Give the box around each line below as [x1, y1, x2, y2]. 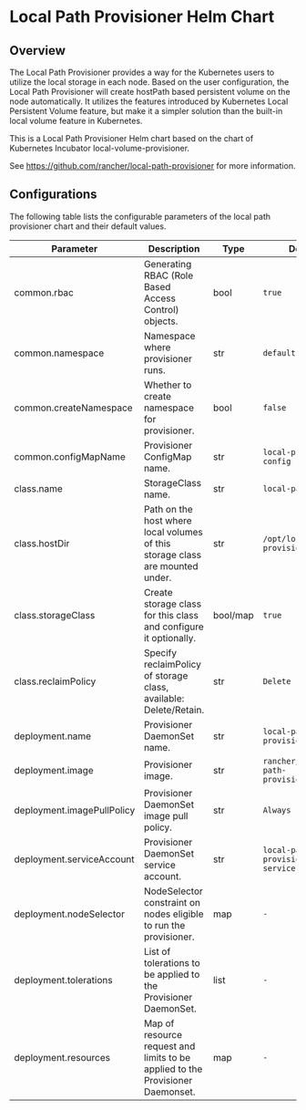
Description [148, 242, 200, 254]
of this [144, 536, 171, 549]
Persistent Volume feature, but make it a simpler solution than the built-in [9, 106, 283, 116]
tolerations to [144, 956, 200, 969]
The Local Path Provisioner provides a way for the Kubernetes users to [9, 67, 275, 78]
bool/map [212, 608, 255, 621]
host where [144, 514, 193, 526]
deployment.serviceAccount [14, 853, 135, 866]
